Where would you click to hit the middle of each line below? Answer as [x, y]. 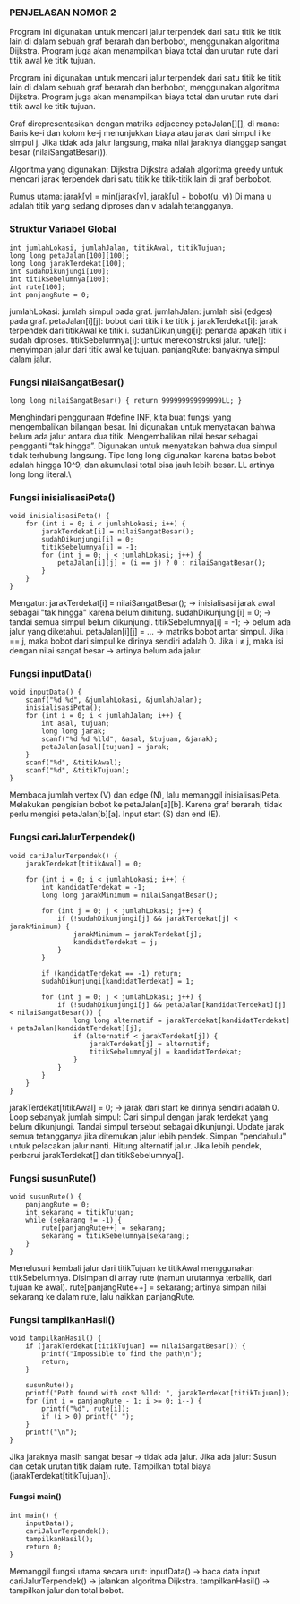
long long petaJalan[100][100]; [69, 256]
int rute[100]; [38, 287]
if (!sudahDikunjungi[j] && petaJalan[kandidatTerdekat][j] [171, 1004]
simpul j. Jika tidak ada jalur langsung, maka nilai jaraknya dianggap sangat [148, 143]
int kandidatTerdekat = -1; [94, 887]
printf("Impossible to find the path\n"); [122, 1354]
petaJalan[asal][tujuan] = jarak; [106, 747]
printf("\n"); [51, 1433]
